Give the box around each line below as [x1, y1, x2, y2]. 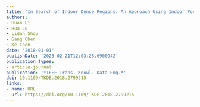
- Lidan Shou [6, 31, 39, 37]
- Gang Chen [6, 36, 36, 42]
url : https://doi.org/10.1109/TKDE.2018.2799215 [11, 92, 135, 97]
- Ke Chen [6, 42, 31, 48]
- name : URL [6, 86, 36, 92]
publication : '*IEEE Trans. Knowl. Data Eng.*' [6, 70, 127, 75]
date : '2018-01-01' [6, 48, 55, 53]
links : [6, 81, 23, 87]
